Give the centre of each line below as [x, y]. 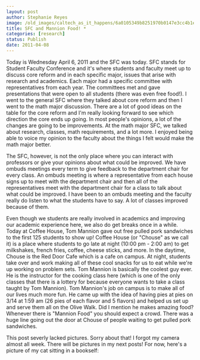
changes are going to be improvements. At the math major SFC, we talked [97, 125]
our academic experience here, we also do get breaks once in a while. [92, 224]
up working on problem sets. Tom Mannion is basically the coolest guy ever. [99, 269]
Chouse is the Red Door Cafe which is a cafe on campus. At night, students [98, 256]
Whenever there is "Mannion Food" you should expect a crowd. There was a [100, 313]
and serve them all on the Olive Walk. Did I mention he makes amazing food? [100, 307]
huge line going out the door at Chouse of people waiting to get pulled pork [99, 319]
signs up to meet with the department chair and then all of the [82, 181]
